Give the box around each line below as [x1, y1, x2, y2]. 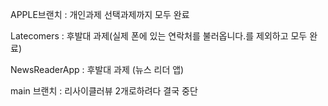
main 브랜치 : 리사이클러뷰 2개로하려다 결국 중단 [10, 85, 198, 97]
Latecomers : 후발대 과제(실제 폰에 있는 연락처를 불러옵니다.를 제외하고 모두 [10, 30, 308, 42]
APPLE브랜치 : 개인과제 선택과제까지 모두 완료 [10, 9, 190, 20]
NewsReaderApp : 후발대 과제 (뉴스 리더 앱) [10, 64, 185, 75]
